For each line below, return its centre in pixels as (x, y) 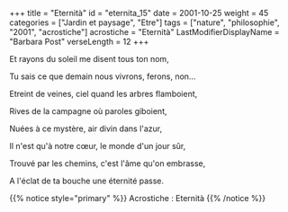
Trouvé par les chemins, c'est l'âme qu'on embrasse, (108, 163)
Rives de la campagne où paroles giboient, (89, 111)
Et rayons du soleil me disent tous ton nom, (89, 59)
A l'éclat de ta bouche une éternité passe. (87, 181)
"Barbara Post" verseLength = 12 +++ (79, 41)
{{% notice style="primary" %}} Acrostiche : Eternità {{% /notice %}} (138, 198)
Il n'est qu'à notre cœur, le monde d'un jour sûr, (98, 146)
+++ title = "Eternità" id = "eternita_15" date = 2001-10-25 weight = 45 (139, 13)
